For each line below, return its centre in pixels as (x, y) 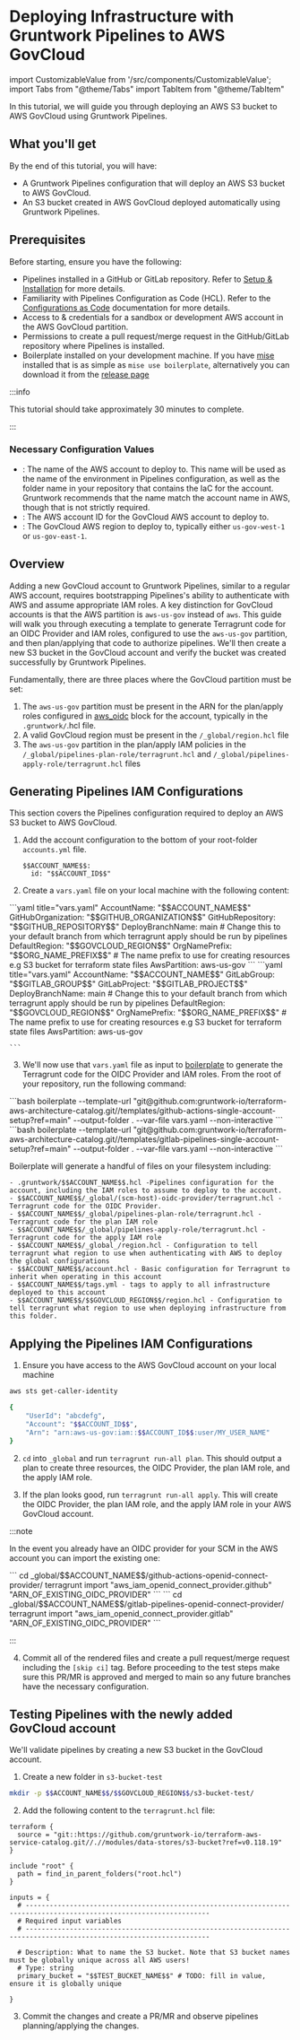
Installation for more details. (73, 288)
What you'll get (53, 144)
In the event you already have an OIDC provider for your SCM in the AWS (144, 1548)
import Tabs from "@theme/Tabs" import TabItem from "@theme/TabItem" (147, 89)
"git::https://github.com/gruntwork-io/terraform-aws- (158, 1835)
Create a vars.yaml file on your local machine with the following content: (155, 891)
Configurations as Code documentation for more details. (126, 308)
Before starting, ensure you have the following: (95, 261)
